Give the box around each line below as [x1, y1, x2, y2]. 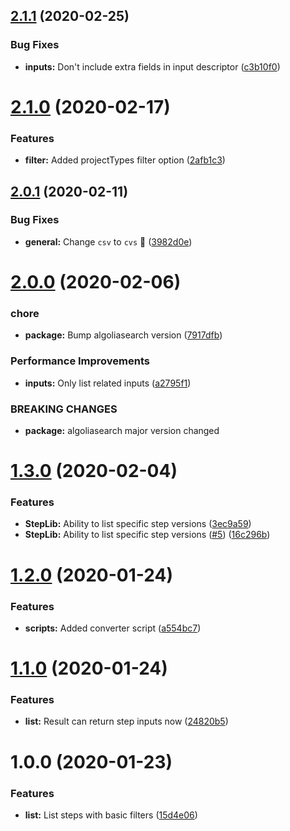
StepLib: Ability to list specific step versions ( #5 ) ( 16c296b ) [24, 529, 271, 541]
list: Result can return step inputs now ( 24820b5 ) [24, 715, 229, 728]
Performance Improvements [10, 354, 151, 368]
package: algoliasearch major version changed [24, 424, 220, 436]
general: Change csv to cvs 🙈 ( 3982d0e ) [24, 235, 193, 248]
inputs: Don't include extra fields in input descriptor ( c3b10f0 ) [24, 60, 281, 73]
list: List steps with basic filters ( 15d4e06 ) [24, 809, 198, 821]
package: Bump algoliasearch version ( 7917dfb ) [24, 329, 223, 341]
